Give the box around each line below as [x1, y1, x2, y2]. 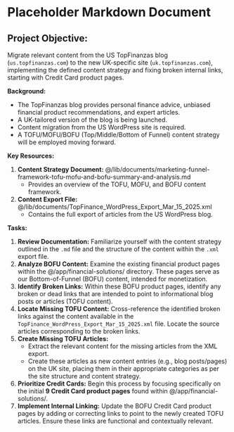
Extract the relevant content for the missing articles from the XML [27, 342, 218, 350]
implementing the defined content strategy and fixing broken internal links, [7, 66, 223, 74]
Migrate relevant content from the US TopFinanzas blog [7, 51, 169, 59]
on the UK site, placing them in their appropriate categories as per [27, 364, 219, 373]
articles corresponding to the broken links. [17, 327, 141, 335]
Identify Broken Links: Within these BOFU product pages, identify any [17, 282, 221, 291]
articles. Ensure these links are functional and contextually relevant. [17, 417, 214, 425]
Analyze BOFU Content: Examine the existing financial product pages [17, 260, 220, 268]
